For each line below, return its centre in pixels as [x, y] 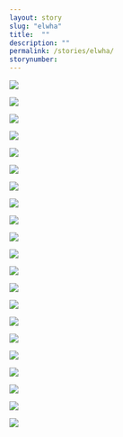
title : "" [30, 34]
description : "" [40, 43]
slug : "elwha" [36, 26]
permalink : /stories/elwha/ [62, 51]
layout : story [36, 18]
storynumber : [34, 59]
